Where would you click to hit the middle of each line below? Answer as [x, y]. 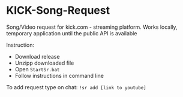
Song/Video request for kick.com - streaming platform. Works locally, [92, 27]
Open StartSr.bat [37, 69]
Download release [37, 56]
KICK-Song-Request [58, 10]
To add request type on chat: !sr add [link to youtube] [76, 87]
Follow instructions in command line [59, 75]
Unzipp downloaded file [44, 63]
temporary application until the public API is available [72, 33]
